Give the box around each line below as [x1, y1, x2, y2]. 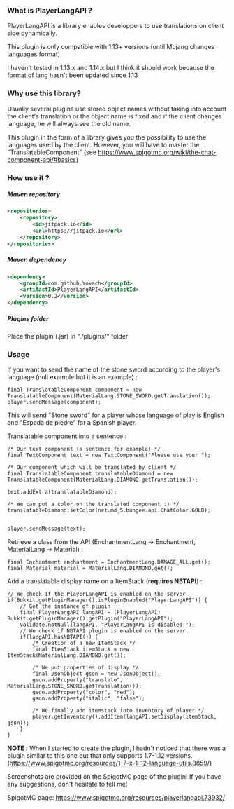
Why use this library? [7, 88, 82, 98]
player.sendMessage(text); [7, 525, 86, 533]
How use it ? [7, 172, 50, 182]
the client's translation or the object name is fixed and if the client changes [7, 111, 222, 121]
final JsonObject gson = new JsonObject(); [32, 670, 161, 678]
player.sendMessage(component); [7, 399, 101, 406]
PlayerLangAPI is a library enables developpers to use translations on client [7, 22, 224, 30]
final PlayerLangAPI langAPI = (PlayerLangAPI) [20, 609, 161, 616]
